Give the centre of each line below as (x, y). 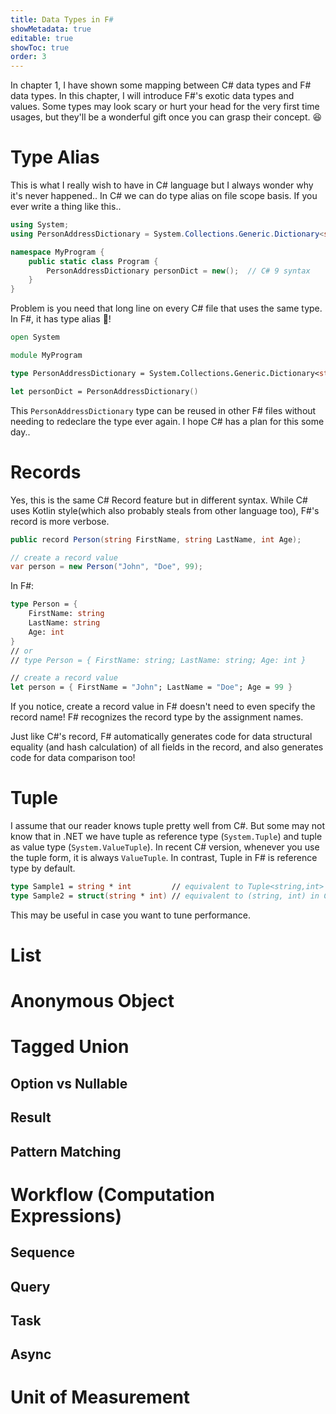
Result (31, 1117)
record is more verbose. (60, 521)
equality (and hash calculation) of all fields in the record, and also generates (167, 747)
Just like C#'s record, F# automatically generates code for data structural (161, 737)
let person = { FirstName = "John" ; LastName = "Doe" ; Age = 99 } (151, 687)
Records (46, 472)
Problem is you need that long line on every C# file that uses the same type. (166, 308)
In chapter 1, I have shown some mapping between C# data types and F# (161, 85)
